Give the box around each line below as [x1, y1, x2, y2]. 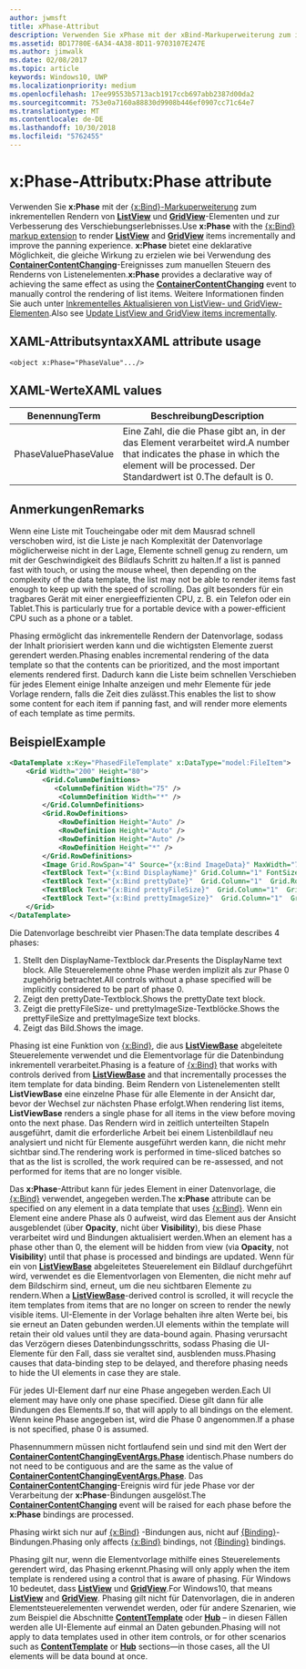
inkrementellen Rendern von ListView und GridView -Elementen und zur [9, 210, 280, 221]
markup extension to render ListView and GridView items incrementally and [9, 229, 296, 241]
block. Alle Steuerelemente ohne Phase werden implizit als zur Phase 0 [22, 964, 290, 975]
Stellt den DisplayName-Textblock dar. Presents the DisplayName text [22, 954, 282, 965]
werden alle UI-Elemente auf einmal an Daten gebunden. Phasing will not [9, 1622, 280, 1633]
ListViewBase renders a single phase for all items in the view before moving [9, 1107, 296, 1118]
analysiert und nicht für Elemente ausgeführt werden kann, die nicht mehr [9, 1136, 287, 1147]
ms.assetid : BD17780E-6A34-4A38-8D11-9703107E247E [9, 38, 206, 48]
